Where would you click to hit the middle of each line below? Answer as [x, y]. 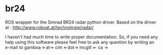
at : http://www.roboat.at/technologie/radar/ [50, 27]
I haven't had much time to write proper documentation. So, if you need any [81, 37]
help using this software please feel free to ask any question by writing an [80, 42]
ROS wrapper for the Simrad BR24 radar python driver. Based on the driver [81, 22]
